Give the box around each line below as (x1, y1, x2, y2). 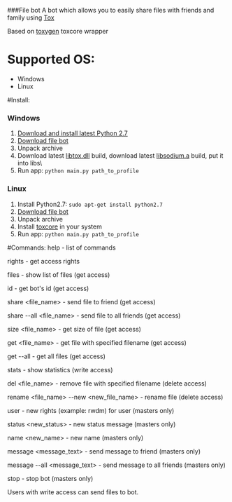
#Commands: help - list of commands (7, 243, 117, 252)
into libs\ (17, 159, 43, 168)
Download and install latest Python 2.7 (17, 129, 128, 137)
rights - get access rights (7, 257, 80, 265)
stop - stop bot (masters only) (7, 474, 94, 482)
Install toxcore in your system (17, 222, 103, 231)
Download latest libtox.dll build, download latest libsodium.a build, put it (17, 151, 224, 160)
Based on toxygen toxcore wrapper (7, 27, 108, 35)
